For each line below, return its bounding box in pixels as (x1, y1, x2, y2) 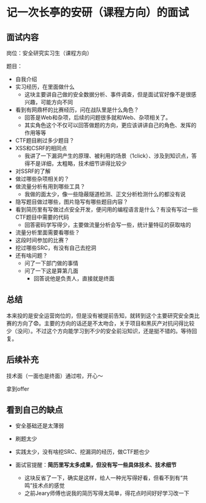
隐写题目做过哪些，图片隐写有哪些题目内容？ (15, 198, 129, 205)
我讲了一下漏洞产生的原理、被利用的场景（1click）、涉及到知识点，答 (24, 152, 197, 159)
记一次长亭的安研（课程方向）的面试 (6, 6, 189, 20)
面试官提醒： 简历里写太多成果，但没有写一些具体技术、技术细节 (15, 461, 177, 469)
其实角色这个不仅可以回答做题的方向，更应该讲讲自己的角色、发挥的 (24, 121, 197, 129)
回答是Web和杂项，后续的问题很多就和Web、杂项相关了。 (24, 114, 172, 121)
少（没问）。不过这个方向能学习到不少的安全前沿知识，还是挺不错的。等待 (6, 327, 192, 334)
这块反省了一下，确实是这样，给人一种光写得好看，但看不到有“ (24, 474, 183, 482)
